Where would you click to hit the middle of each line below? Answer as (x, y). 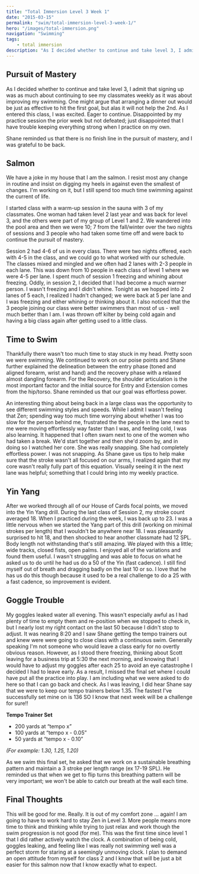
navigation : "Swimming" (36, 34)
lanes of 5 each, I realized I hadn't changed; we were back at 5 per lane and (99, 296)
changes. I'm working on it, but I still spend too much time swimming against (99, 190)
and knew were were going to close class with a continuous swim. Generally (99, 640)
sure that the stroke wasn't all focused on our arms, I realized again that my (98, 460)
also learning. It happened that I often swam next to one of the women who (98, 435)
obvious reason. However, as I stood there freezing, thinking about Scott (94, 653)
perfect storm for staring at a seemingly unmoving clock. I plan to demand (97, 852)
